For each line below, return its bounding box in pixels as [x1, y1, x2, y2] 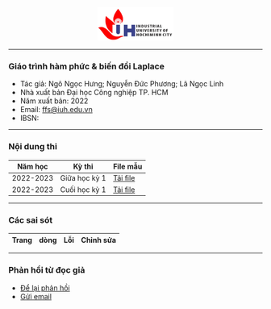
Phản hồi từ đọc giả [8, 265, 85, 276]
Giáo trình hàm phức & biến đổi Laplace [8, 61, 165, 72]
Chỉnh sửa [81, 235, 117, 244]
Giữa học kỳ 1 [60, 173, 106, 183]
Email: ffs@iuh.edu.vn [19, 105, 93, 115]
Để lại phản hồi [19, 282, 70, 293]
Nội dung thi [8, 141, 58, 152]
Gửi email [19, 291, 52, 301]
